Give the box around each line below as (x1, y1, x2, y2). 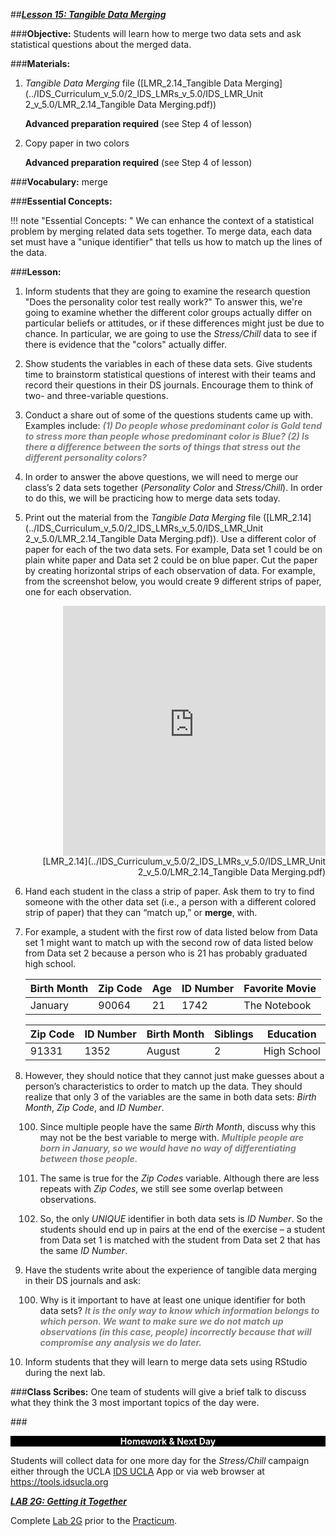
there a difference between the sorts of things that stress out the (24, 441, 302, 453)
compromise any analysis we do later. (39, 1337, 202, 1348)
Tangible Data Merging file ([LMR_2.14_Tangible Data (24, 77, 243, 89)
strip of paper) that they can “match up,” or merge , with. (24, 907, 258, 918)
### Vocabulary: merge (10, 176, 108, 188)
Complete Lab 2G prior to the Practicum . (10, 1515, 178, 1526)
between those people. (39, 1153, 138, 1164)
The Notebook (243, 999, 312, 1012)
